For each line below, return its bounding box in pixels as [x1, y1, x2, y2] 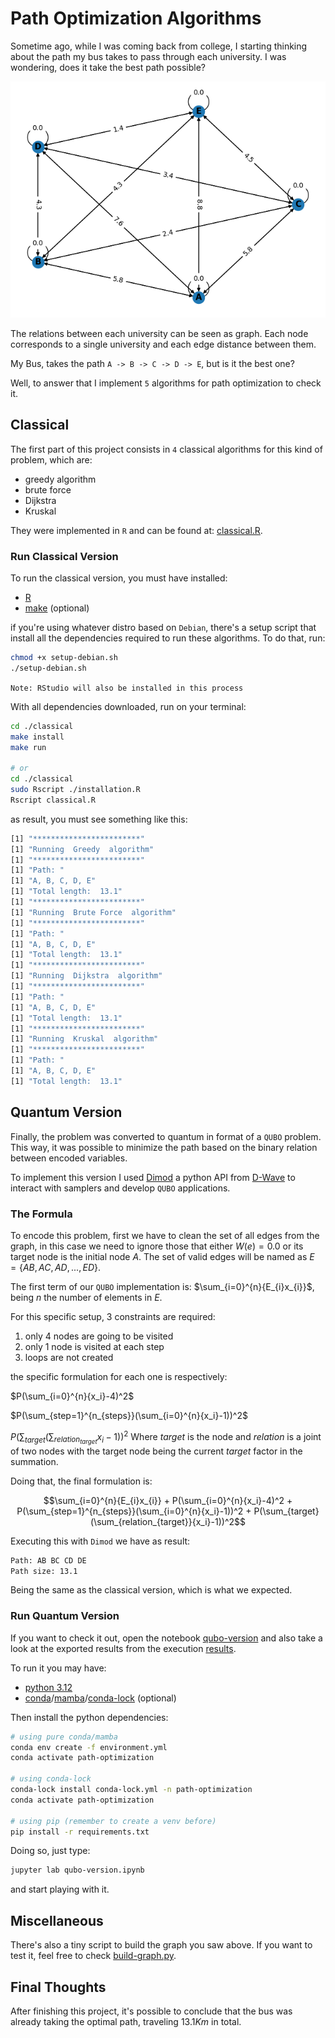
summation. [10, 1455, 59, 1467]
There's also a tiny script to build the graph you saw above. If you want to [10, 1939, 313, 1951]
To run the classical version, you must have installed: [10, 572, 228, 584]
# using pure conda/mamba [10, 1732, 118, 1742]
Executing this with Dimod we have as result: [10, 1535, 191, 1547]
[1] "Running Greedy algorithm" [10, 844, 155, 854]
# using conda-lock [10, 1774, 92, 1784]
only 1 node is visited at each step [24, 1340, 165, 1352]
